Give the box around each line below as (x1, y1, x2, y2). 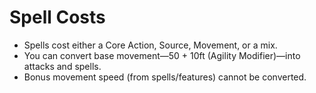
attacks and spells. (23, 60, 102, 72)
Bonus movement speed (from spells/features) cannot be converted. (23, 71, 307, 83)
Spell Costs (9, 6, 106, 29)
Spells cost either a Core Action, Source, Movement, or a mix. (23, 39, 278, 51)
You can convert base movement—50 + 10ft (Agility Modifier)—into (23, 49, 301, 61)
